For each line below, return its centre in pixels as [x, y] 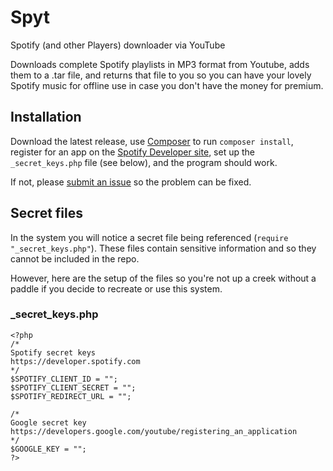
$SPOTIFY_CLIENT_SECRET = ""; [73, 387]
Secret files [47, 213]
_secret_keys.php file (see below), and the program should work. [144, 162]
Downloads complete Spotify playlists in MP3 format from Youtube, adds [160, 64]
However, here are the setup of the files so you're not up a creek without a [163, 278]
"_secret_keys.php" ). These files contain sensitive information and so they [163, 248]
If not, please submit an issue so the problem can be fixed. [131, 182]
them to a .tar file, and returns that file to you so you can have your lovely [161, 75]
